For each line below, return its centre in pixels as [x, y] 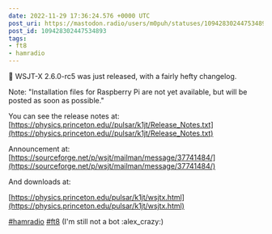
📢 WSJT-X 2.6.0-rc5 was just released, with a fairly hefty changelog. [123, 76]
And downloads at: [40, 182]
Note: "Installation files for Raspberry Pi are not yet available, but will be [128, 92]
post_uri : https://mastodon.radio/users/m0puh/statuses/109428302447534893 [139, 23]
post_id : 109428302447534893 [57, 31]
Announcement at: [39, 149]
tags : [17, 38]
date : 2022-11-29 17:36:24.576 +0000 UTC [79, 16]
